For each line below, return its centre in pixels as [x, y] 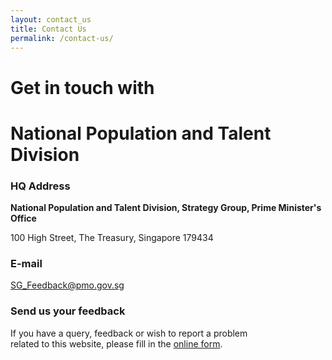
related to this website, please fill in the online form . [116, 343]
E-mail [26, 263]
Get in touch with [82, 87]
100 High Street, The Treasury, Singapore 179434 [112, 238]
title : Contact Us [48, 29]
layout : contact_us [51, 19]
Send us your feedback [68, 311]
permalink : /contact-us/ [62, 38]
